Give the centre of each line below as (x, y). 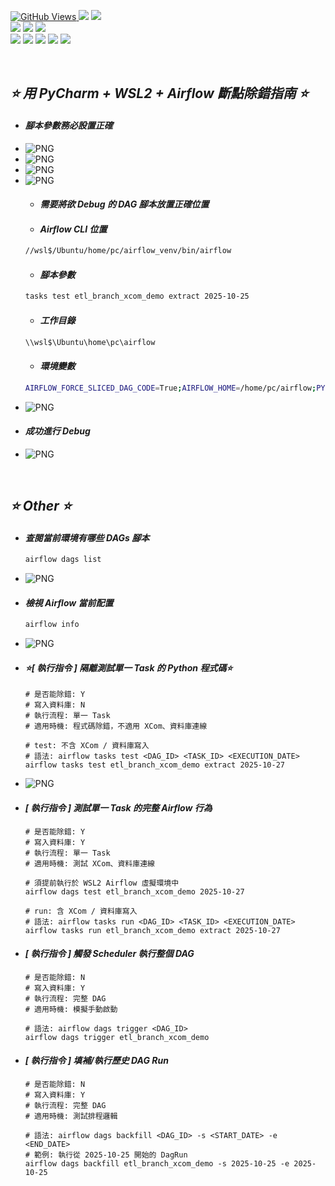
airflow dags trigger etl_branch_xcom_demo (117, 1037)
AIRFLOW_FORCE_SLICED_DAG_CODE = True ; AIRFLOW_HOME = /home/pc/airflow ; (170, 388)
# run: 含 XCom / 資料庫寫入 (81, 911)
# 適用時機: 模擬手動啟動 (71, 1009)
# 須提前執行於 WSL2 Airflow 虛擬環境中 (102, 883)
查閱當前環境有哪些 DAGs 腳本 (87, 537)
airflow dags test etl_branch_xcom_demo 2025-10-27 (134, 891)
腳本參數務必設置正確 (68, 125)
